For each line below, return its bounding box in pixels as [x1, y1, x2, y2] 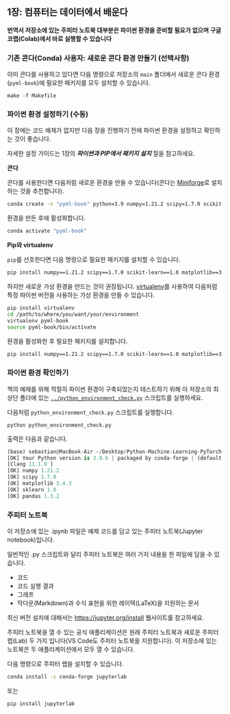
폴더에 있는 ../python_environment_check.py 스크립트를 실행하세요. [19, 393, 203, 402]
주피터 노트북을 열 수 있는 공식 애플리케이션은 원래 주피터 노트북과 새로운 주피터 [7, 628, 219, 636]
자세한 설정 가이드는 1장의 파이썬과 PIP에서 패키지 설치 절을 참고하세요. [7, 149, 195, 157]
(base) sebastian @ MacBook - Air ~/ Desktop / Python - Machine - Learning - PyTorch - [7, 448, 225, 455]
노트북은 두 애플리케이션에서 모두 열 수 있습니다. [7, 646, 136, 653]
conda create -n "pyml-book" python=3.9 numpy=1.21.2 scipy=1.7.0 [7, 201, 201, 207]
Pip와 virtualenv [7, 241, 53, 249]
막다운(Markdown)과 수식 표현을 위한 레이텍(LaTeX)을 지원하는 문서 [16, 599, 200, 607]
